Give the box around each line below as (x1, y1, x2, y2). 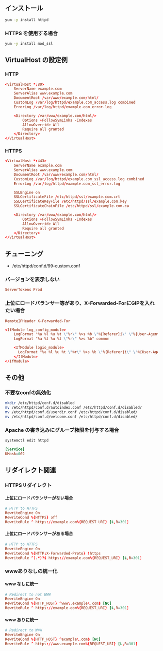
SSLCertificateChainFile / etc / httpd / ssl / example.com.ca (14, 204, 130, 209)
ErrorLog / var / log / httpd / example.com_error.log (14, 104, 112, 109)
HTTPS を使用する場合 (5, 30, 58, 37)
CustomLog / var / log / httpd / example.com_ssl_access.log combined (14, 176, 145, 181)
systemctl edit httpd (5, 438, 49, 443)
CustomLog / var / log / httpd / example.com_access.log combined (14, 100, 136, 105)
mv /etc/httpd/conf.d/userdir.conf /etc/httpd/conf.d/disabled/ (5, 410, 138, 415)
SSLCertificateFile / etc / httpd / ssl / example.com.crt (14, 194, 120, 199)
